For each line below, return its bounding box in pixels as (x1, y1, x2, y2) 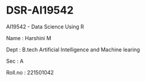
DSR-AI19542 (6, 4, 74, 17)
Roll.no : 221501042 (6, 69, 54, 76)
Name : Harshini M (6, 34, 51, 41)
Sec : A (6, 57, 24, 64)
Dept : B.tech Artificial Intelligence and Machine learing (6, 46, 140, 53)
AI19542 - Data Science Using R (6, 23, 85, 30)
